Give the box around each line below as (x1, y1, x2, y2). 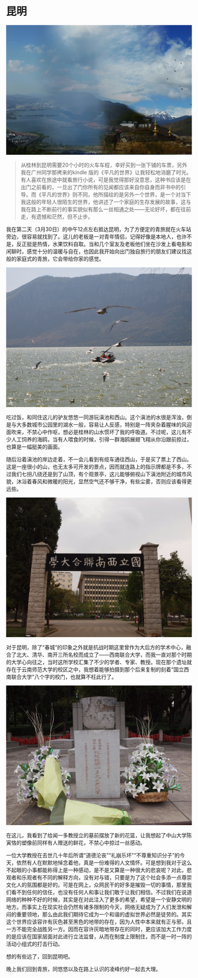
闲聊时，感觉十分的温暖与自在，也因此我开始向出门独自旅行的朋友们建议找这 (6, 248, 192, 255)
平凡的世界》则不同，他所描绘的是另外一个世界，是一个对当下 (41, 191, 192, 198)
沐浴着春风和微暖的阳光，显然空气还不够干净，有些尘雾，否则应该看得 (16, 478, 187, 485)
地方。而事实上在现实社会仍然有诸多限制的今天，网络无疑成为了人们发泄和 (6, 904, 187, 911)
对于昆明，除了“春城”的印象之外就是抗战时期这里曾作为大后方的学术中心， (6, 644, 187, 651)
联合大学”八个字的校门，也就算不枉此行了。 (11, 674, 117, 681)
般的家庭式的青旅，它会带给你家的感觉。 (6, 255, 104, 262)
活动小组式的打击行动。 (6, 940, 63, 948)
